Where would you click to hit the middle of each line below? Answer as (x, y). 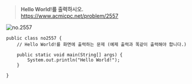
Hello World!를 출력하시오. (52, 9)
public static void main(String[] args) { (70, 55)
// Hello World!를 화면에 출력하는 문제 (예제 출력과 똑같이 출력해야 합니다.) (102, 44)
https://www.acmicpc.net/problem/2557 (69, 16)
